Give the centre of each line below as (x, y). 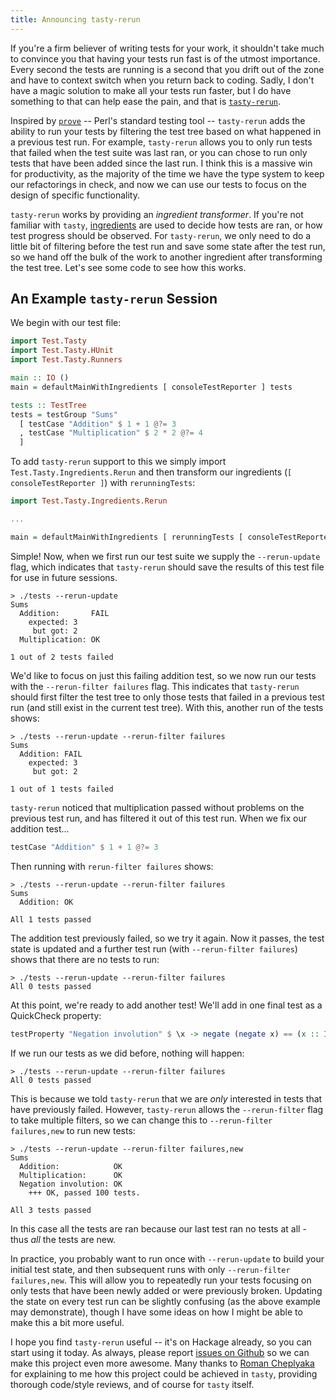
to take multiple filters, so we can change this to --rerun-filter (141, 1120)
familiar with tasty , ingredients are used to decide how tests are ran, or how (166, 225)
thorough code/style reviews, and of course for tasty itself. (132, 1384)
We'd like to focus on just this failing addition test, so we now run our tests (163, 675)
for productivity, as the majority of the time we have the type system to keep (167, 173)
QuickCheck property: (56, 1015)
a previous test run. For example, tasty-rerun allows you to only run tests (161, 142)
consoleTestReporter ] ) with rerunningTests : (103, 483)
